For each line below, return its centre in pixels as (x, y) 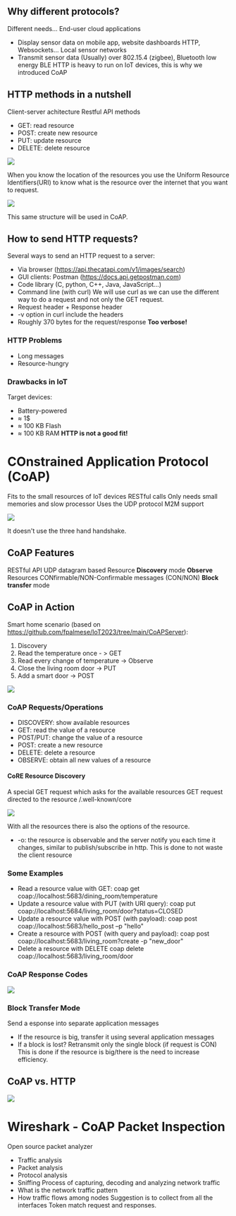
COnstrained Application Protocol (108, 462)
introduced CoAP (42, 72)
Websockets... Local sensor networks (72, 49)
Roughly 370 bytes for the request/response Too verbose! (103, 322)
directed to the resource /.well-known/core (69, 799)
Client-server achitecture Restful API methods (74, 112)
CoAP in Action (41, 607)
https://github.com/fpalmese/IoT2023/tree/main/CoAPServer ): (98, 632)
